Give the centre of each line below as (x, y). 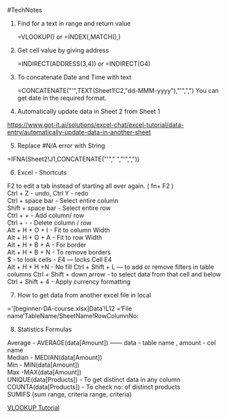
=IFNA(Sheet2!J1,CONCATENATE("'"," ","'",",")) (73, 159)
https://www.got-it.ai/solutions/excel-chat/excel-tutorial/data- (96, 125)
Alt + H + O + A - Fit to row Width (55, 237)
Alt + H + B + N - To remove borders (59, 252)
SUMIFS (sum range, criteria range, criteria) (70, 394)
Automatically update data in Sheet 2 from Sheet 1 (89, 111)
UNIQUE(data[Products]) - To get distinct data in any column (94, 380)
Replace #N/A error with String (61, 146)
